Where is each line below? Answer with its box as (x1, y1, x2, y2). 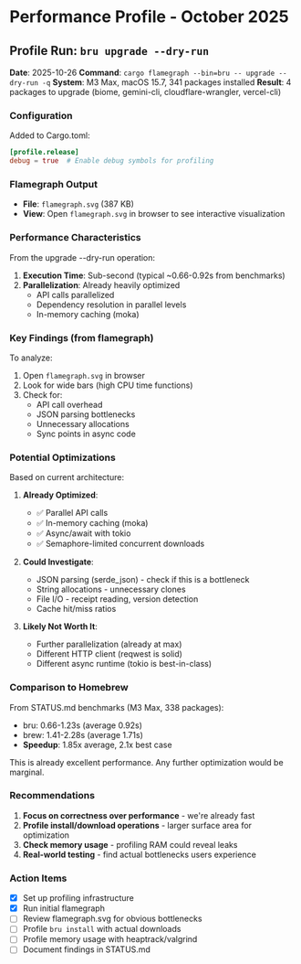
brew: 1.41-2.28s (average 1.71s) (22, 729, 143, 740)
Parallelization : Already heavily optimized (22, 279, 181, 290)
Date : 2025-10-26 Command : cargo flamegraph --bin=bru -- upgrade (9, 67, 275, 78)
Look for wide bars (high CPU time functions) (22, 380, 193, 391)
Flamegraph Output (9, 177, 99, 190)
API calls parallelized (36, 289, 115, 300)
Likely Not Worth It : (22, 621, 98, 632)
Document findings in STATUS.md (22, 944, 150, 955)
